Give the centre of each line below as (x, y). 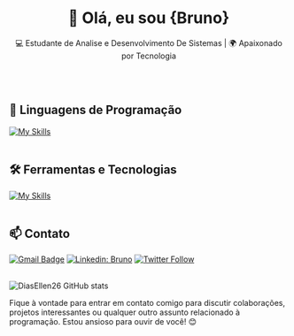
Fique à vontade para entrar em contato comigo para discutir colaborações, (147, 303)
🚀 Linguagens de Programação (96, 110)
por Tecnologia (149, 56)
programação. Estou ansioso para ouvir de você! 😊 (103, 322)
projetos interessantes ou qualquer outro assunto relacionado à (125, 312)
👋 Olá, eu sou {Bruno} (149, 18)
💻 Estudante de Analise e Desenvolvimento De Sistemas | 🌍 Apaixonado (149, 42)
